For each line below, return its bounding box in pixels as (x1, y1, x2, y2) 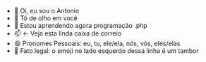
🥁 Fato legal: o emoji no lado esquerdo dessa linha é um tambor (13, 47, 200, 55)
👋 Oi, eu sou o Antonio (13, 7, 80, 15)
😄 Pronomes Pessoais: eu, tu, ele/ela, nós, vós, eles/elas (13, 39, 181, 47)
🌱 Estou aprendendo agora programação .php (13, 22, 148, 29)
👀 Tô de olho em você (13, 14, 78, 22)
